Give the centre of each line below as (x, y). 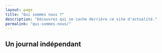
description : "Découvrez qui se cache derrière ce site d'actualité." (81, 19)
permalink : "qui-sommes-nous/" (38, 24)
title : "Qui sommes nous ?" (35, 14)
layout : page (19, 10)
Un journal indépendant (43, 44)
